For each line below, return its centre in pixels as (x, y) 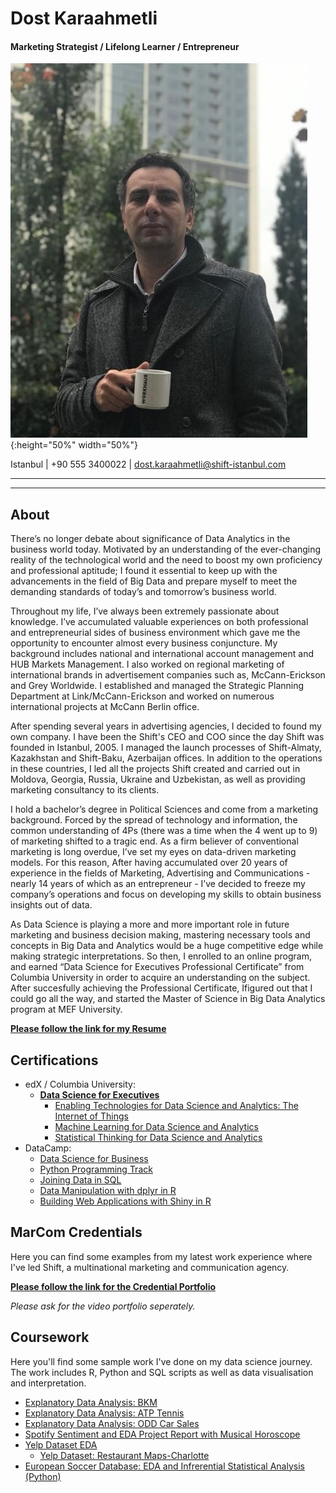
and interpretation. (48, 1383)
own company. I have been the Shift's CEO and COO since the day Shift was (167, 737)
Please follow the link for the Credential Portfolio (113, 1286)
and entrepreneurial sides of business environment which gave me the (155, 633)
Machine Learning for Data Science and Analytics (156, 1127)
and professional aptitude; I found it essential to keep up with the (144, 571)
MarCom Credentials (76, 1232)
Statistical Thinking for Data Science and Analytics (158, 1138)
